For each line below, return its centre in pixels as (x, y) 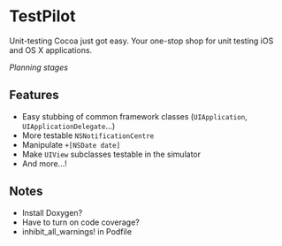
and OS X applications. (51, 50)
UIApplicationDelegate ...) (69, 126)
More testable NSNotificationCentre (88, 135)
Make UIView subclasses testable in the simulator (111, 154)
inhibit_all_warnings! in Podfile (77, 231)
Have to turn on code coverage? (80, 222)
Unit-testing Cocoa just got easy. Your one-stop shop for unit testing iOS (141, 41)
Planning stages (39, 67)
